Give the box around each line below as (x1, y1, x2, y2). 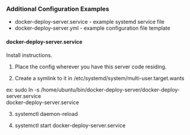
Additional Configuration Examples (6, 5, 110, 13)
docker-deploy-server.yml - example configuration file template (14, 24, 170, 32)
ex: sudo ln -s (6, 86, 40, 93)
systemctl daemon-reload (14, 110, 78, 117)
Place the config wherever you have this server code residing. (14, 63, 167, 70)
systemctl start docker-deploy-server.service (14, 121, 126, 129)
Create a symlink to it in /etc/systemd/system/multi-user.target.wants (14, 74, 185, 81)
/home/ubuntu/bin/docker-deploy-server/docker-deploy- (40, 86, 180, 93)
